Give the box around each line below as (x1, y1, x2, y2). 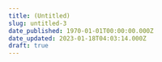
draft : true (8, 42, 49, 50)
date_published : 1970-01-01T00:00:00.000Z (8, 27, 154, 35)
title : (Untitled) (8, 11, 70, 20)
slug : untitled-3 (8, 19, 67, 27)
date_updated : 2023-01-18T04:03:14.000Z (8, 34, 147, 43)
